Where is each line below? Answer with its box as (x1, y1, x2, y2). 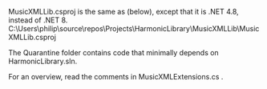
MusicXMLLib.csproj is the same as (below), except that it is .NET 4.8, (8, 7, 239, 16)
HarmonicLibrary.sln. (8, 56, 78, 66)
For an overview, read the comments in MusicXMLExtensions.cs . (8, 72, 224, 81)
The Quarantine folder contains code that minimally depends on (8, 48, 219, 57)
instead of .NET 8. (8, 15, 68, 25)
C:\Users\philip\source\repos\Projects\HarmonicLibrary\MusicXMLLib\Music (8, 24, 260, 33)
